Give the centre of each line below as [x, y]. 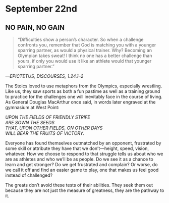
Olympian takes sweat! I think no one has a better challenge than [85, 56]
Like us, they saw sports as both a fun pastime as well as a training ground [83, 91]
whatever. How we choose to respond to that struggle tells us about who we [84, 154]
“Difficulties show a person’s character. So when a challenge [80, 39]
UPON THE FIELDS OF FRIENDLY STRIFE [48, 117]
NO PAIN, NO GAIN [35, 28]
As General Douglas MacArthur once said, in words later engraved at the [80, 102]
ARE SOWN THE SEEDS [30, 122]
